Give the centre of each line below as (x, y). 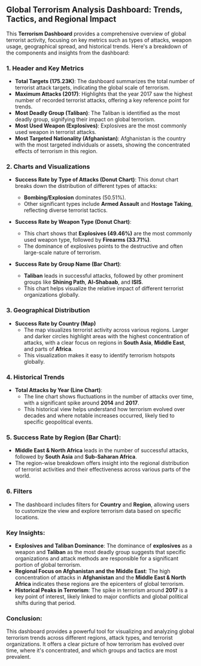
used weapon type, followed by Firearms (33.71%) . (87, 240)
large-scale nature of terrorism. (63, 253)
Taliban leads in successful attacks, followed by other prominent (103, 276)
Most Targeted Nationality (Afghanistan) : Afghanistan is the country (100, 139)
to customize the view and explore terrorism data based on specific (98, 510)
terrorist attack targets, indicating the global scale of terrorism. (92, 88)
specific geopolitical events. (58, 422)
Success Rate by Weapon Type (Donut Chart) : (73, 222)
